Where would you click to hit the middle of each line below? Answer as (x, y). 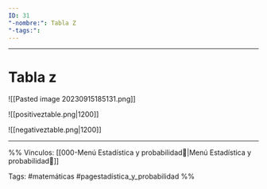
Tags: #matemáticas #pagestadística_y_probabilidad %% (101, 176)
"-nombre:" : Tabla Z (43, 23)
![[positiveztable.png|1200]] (54, 114)
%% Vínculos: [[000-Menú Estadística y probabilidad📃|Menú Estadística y (130, 152)
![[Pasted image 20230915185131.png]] (72, 99)
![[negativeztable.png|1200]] (55, 130)
